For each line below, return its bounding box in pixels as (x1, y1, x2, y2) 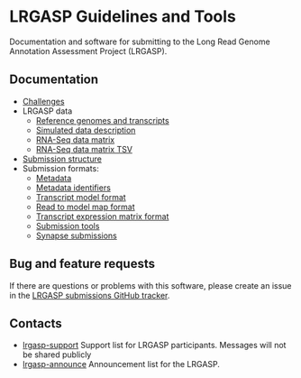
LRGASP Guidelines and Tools (9, 6, 236, 27)
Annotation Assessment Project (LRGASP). (9, 45, 168, 56)
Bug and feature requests (9, 256, 156, 272)
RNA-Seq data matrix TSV (35, 143, 133, 154)
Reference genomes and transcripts (35, 115, 169, 125)
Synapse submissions (35, 230, 117, 241)
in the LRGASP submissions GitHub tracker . (9, 290, 170, 300)
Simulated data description (35, 124, 136, 135)
